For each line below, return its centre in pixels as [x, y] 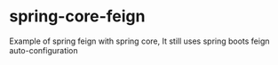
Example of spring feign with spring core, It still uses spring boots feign [139, 41]
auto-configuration [44, 50]
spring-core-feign [77, 16]
